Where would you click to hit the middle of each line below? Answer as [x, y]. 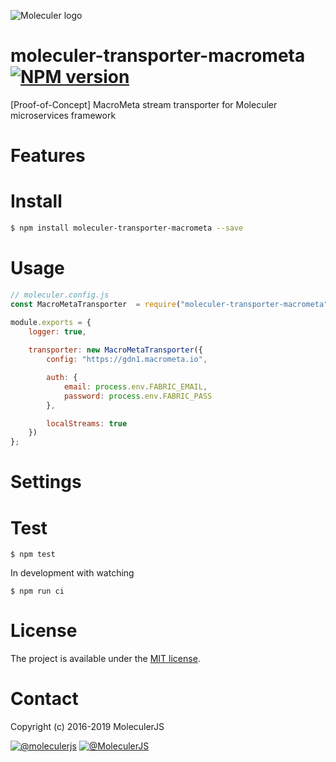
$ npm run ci [37, 591]
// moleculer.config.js [60, 295]
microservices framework [63, 115]
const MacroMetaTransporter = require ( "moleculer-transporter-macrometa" [169, 304]
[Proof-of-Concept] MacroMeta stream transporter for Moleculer [144, 104]
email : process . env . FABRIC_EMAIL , [135, 386]
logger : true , [57, 331]
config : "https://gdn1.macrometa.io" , [127, 360]
